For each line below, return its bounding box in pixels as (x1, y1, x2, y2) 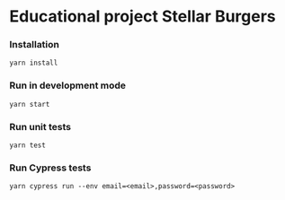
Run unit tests (9, 120, 72, 133)
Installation (9, 39, 60, 51)
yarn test (9, 141, 47, 150)
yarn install (9, 58, 58, 68)
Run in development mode (9, 79, 127, 91)
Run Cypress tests (9, 161, 92, 174)
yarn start (9, 100, 50, 109)
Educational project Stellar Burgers (9, 6, 276, 27)
